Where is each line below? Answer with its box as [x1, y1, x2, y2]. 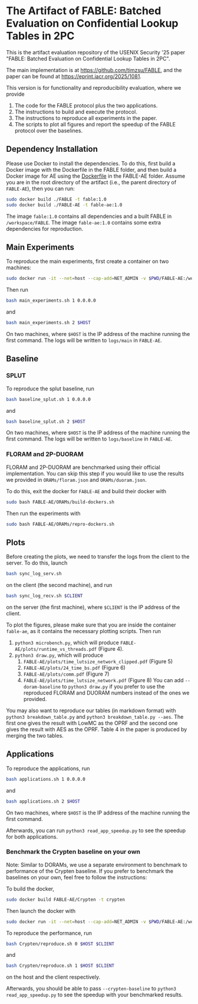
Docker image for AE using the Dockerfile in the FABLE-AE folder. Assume [6, 172, 186, 180]
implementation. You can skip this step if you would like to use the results [6, 470, 184, 477]
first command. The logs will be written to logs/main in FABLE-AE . [6, 337, 162, 344]
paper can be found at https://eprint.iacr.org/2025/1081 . [6, 73, 141, 80]
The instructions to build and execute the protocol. [14, 108, 137, 115]
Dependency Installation [6, 144, 98, 154]
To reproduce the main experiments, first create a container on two [6, 258, 169, 265]
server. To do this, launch [6, 559, 68, 566]
